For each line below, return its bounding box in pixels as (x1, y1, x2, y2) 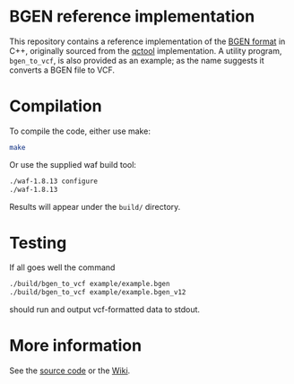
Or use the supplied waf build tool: (9, 159, 137, 170)
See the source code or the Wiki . (9, 365, 131, 376)
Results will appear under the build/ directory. (9, 201, 181, 212)
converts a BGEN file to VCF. (9, 65, 115, 75)
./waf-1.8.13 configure (9, 177, 99, 186)
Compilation (9, 96, 102, 117)
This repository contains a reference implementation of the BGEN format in (9, 36, 286, 47)
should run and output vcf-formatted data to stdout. (9, 304, 200, 315)
